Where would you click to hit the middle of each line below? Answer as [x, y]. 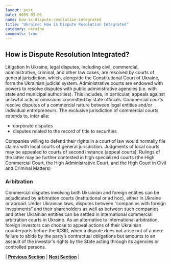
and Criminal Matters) [28, 168]
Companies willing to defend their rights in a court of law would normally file [86, 141]
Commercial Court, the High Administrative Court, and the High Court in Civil [86, 163]
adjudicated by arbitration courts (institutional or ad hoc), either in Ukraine [83, 198]
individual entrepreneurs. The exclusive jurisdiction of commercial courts [82, 110]
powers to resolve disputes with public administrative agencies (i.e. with [81, 89]
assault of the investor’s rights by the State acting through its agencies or [82, 241]
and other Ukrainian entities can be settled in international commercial [79, 214]
